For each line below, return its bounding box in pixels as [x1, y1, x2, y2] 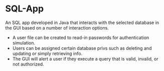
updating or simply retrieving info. [12, 50, 83, 56]
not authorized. [12, 61, 44, 67]
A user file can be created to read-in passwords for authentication [12, 34, 149, 40]
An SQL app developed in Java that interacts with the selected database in [5, 19, 159, 25]
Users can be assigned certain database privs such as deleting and [12, 45, 152, 51]
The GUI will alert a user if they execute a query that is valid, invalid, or [12, 55, 158, 61]
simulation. [12, 39, 36, 45]
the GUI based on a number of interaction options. [5, 24, 109, 30]
